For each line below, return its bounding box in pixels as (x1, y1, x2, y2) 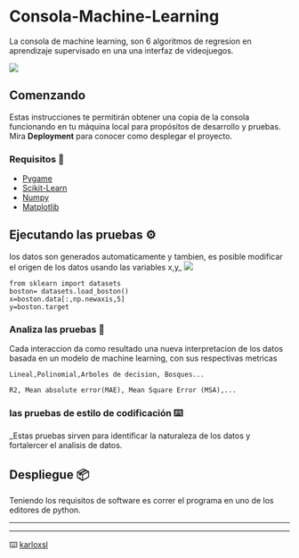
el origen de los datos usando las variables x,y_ (9, 262, 182, 272)
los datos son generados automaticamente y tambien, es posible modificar (9, 251, 283, 262)
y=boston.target (9, 302, 69, 312)
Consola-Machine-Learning (9, 6, 220, 27)
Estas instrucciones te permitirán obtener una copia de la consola (9, 112, 250, 122)
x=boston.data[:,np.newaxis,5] (9, 295, 125, 304)
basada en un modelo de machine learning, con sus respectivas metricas (9, 353, 278, 363)
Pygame (21, 173, 53, 184)
